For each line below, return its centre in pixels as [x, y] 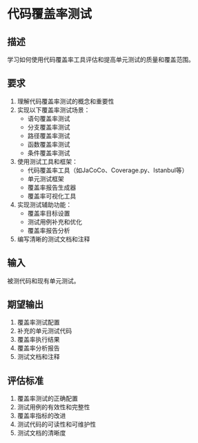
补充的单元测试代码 [44, 331]
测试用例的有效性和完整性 [53, 407]
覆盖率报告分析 [49, 230]
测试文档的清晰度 [41, 433]
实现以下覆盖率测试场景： [53, 110]
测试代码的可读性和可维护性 [57, 424]
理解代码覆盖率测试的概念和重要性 [66, 101]
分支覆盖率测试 [49, 127]
